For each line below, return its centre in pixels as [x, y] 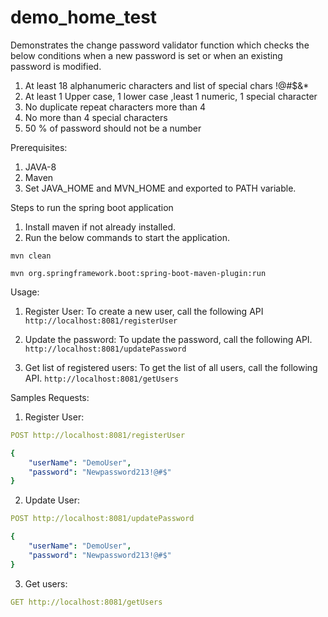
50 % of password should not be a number [113, 128]
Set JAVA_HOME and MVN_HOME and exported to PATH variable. [160, 188]
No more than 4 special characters [96, 117]
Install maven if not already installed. [100, 227]
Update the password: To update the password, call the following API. [168, 339]
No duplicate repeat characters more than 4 [115, 107]
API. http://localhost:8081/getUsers [101, 378]
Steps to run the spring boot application [92, 207]
